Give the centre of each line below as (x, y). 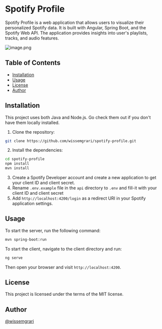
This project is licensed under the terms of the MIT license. (64, 294)
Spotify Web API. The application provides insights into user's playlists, (76, 33)
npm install (17, 164)
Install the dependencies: (38, 150)
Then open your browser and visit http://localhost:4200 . (63, 267)
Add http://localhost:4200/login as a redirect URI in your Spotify (79, 198)
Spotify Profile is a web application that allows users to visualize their (74, 22)
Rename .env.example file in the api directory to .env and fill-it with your (84, 188)
